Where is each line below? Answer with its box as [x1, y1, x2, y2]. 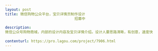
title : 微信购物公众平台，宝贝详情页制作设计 [5, 12, 86, 17]
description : [5, 25, 32, 30]
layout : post [5, 7, 32, 12]
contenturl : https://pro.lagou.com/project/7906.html [5, 39, 116, 44]
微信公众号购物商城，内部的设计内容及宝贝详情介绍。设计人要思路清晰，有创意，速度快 [5, 30, 153, 34]
